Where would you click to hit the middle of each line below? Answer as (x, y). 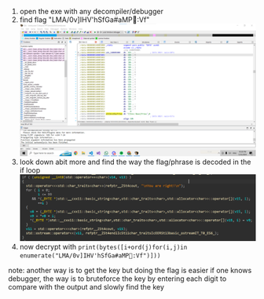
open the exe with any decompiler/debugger (91, 11)
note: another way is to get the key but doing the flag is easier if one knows (130, 270)
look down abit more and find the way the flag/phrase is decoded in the (135, 162)
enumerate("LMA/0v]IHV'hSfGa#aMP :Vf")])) (90, 255)
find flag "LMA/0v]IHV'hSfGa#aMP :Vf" (84, 20)
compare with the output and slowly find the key (86, 286)
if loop (30, 170)
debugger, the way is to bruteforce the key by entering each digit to (117, 279)
